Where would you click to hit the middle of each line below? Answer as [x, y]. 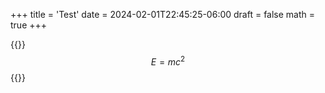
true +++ [29, 25]
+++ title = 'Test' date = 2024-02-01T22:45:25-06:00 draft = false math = [163, 14]
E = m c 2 [168, 61]
